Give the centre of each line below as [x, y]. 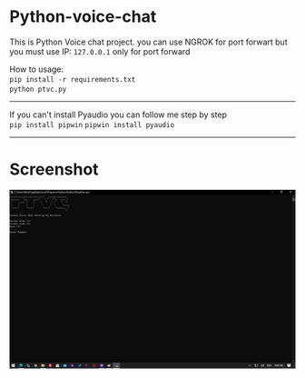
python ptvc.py [38, 89]
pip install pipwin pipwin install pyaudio [92, 124]
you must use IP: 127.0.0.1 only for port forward [100, 51]
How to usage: [37, 69]
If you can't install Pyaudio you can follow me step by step [118, 114]
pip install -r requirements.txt [73, 79]
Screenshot [54, 169]
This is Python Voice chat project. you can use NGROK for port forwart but [148, 42]
